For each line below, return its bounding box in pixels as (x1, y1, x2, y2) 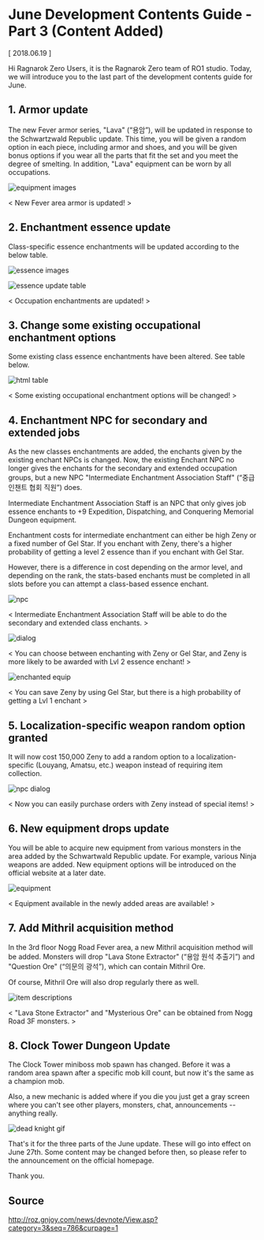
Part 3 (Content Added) (8, 22, 164, 40)
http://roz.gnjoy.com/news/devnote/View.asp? (8, 1215, 158, 1224)
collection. (8, 769, 43, 778)
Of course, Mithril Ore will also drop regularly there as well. (8, 977, 199, 986)
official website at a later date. (8, 868, 106, 878)
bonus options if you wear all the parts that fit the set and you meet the (8, 150, 239, 160)
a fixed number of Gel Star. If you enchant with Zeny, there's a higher (8, 539, 232, 548)
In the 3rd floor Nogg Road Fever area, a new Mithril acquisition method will (8, 942, 254, 952)
